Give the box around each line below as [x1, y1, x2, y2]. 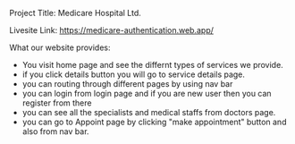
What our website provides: [9, 42, 111, 53]
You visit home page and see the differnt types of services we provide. [21, 60, 283, 70]
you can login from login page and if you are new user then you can [21, 89, 272, 98]
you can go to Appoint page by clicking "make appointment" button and [21, 116, 287, 127]
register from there [21, 97, 92, 108]
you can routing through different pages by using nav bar [21, 79, 233, 89]
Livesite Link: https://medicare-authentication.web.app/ [9, 25, 215, 35]
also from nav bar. [21, 126, 89, 137]
